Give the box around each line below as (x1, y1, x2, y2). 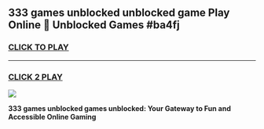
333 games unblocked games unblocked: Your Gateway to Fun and (8, 103, 232, 113)
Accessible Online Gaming (8, 112, 97, 121)
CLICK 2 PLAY (8, 71, 63, 82)
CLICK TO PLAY (8, 42, 69, 53)
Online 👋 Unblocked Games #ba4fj (8, 19, 180, 32)
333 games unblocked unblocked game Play (8, 6, 230, 20)
